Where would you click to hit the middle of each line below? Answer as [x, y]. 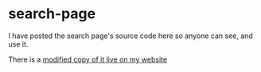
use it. [18, 44]
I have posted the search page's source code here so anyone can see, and [130, 36]
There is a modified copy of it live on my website [88, 59]
